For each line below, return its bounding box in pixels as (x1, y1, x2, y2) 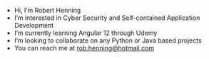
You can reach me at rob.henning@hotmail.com (14, 44, 155, 52)
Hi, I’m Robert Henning (14, 6, 81, 14)
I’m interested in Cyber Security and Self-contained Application (14, 14, 200, 22)
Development (14, 21, 54, 29)
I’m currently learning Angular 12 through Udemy (14, 28, 158, 37)
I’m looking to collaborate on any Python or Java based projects (14, 36, 202, 45)
